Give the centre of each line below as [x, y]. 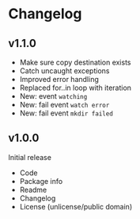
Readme [33, 190]
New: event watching [53, 96]
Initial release [30, 157]
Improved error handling [59, 79]
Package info [41, 181]
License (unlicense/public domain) [76, 206]
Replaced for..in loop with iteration [76, 88]
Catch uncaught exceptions [64, 71]
